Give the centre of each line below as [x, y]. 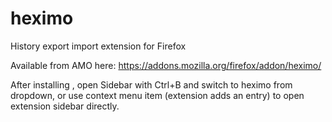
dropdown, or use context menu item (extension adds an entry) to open [157, 95]
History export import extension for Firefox [98, 46]
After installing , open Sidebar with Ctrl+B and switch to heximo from [151, 84]
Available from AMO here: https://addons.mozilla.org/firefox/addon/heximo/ [166, 65]
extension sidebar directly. [65, 106]
